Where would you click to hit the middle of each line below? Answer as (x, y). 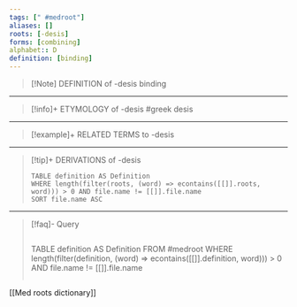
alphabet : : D (33, 50)
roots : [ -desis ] (39, 34)
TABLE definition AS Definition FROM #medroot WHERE (132, 249)
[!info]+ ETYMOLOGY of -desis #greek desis (112, 109)
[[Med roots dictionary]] (53, 292)
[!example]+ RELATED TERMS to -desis (103, 134)
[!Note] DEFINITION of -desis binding (99, 84)
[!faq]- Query (55, 224)
